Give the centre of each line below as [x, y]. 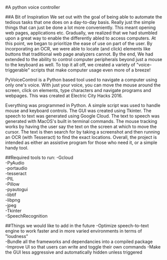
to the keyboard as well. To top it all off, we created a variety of [70, 65]
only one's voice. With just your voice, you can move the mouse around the [83, 85]
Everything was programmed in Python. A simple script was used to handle [83, 105]
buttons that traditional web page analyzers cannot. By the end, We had [79, 54]
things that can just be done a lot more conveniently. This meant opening [80, 27]
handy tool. [17, 148]
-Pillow [13, 184]
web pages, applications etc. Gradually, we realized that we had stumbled [81, 33]
